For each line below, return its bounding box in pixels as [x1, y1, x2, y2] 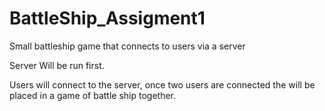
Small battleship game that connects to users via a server [9, 40, 246, 52]
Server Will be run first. [9, 59, 105, 71]
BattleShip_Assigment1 [9, 7, 206, 30]
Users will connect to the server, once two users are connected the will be [9, 78, 316, 91]
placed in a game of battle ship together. [9, 89, 177, 101]
